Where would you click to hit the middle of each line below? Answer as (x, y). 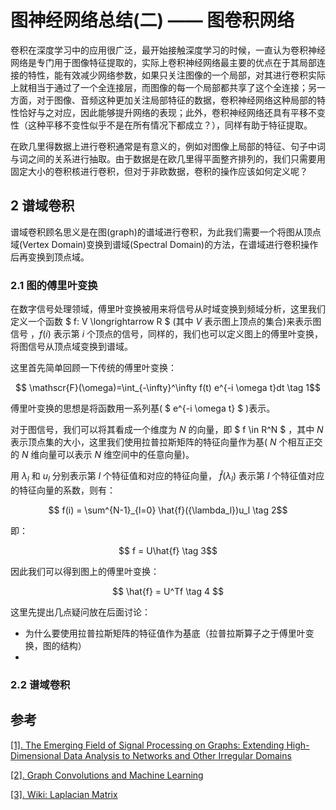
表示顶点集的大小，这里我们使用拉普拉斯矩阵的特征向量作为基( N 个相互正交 (166, 442)
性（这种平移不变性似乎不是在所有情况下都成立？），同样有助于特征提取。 (161, 125)
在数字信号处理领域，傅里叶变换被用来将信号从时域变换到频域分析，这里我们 (168, 309)
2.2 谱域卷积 (40, 684)
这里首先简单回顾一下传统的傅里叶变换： (93, 368)
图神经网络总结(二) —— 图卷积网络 (152, 20)
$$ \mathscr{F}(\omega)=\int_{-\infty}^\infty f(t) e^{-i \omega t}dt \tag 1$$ (168, 388)
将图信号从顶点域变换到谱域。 (71, 347)
